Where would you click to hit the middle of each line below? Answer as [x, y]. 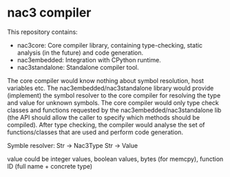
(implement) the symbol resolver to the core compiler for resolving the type [114, 95]
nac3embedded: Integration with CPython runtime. [89, 59]
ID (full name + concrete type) [50, 166]
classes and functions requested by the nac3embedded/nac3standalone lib [114, 110]
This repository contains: [42, 32]
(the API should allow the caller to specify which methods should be [104, 117]
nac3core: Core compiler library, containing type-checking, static [110, 45]
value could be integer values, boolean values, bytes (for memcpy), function [115, 159]
